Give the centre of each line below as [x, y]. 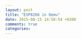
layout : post [19, 10]
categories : [18, 29]
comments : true [21, 24]
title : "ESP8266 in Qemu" [33, 15]
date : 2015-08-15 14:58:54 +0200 [41, 19]
